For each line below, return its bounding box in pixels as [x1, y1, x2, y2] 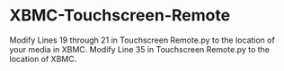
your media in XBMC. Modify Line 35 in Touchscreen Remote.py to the [9, 43, 270, 54]
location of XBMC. [9, 53, 77, 64]
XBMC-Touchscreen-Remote [9, 5, 231, 26]
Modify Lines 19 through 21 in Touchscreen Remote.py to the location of [9, 35, 276, 45]
